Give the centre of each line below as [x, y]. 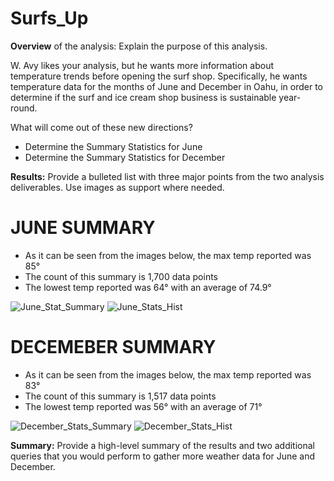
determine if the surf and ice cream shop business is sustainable [143, 97]
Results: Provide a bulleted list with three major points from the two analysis [167, 176]
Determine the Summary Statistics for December [125, 157]
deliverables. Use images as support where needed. [117, 187]
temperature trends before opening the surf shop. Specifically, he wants [159, 76]
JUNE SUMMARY [83, 228]
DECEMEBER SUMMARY [113, 347]
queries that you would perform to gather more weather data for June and [163, 456]
